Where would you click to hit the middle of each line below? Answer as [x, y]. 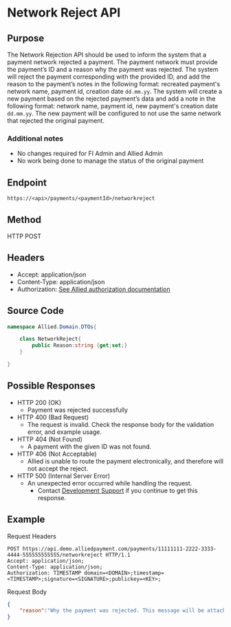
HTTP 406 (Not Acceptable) [57, 454]
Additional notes [35, 138]
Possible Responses [51, 386]
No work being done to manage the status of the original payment [110, 161]
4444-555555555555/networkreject [55, 555]
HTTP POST [24, 236]
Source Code [35, 311]
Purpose [26, 38]
